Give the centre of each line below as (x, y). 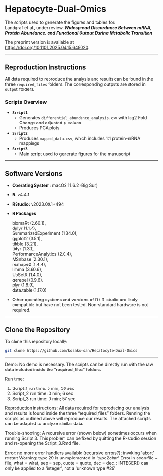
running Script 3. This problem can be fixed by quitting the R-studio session (81, 438)
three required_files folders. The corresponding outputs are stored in (75, 84)
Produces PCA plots (39, 128)
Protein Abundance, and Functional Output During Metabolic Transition (79, 33)
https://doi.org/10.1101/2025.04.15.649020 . (47, 47)
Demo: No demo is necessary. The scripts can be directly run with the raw (79, 364)
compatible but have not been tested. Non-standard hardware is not (80, 304)
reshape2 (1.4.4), (29, 264)
